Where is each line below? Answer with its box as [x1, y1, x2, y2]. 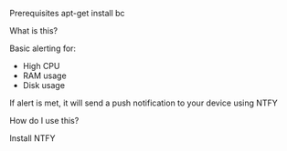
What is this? [9, 25, 58, 35]
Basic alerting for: [9, 43, 76, 54]
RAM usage [22, 70, 67, 81]
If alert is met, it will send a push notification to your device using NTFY [9, 97, 279, 108]
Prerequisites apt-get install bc [9, 8, 125, 18]
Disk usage [22, 80, 66, 90]
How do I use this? [9, 116, 80, 126]
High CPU [22, 61, 60, 71]
